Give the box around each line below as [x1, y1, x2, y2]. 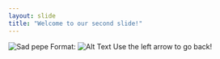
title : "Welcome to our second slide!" [8, 19, 143, 27]
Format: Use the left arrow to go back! [49, 41, 213, 51]
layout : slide [8, 11, 57, 20]
